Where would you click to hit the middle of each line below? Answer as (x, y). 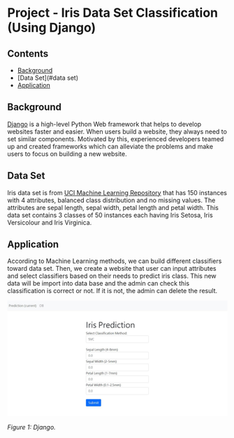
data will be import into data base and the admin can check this (98, 283)
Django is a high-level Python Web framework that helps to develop (104, 124)
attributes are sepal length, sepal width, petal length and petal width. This (113, 207)
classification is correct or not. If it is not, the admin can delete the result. (112, 291)
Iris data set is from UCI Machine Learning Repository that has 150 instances (117, 192)
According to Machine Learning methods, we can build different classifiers (115, 261)
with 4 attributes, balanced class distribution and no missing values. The (111, 200)
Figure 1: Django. (31, 428)
